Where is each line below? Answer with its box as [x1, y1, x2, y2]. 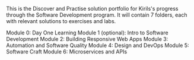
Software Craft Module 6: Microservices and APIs [6, 48, 128, 55]
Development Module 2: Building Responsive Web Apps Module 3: [6, 36, 168, 42]
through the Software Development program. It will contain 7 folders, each [6, 11, 187, 18]
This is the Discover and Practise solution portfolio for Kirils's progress [6, 5, 179, 12]
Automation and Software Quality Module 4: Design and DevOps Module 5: [6, 42, 189, 49]
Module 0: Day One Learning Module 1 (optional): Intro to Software [6, 29, 168, 36]
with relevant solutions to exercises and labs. [6, 18, 116, 24]
